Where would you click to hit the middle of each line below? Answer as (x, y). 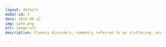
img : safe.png (20, 23)
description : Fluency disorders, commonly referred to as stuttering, (79, 33)
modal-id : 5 (17, 14)
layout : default (22, 10)
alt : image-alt (21, 28)
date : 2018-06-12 (23, 19)
